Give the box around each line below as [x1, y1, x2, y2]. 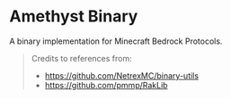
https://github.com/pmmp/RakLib [44, 79, 168, 90]
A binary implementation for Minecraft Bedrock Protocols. [9, 36, 223, 46]
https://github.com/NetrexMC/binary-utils [44, 70, 200, 81]
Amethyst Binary [9, 6, 138, 27]
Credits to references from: [31, 53, 132, 63]
